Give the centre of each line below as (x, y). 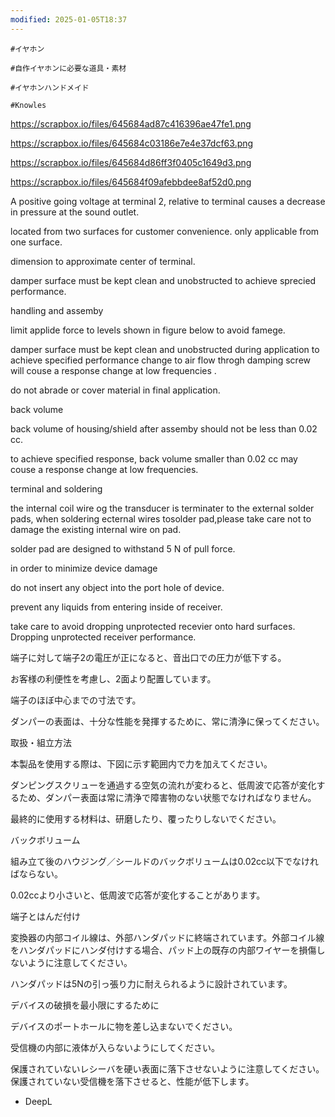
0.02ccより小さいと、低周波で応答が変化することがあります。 (138, 895)
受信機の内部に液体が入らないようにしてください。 (115, 1047)
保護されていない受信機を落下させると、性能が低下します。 (132, 1081)
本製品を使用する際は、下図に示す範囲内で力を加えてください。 (141, 763)
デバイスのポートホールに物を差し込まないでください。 (124, 1026)
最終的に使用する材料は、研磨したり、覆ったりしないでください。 (146, 818)
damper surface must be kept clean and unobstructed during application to (165, 349)
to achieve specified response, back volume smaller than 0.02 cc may (154, 458)
